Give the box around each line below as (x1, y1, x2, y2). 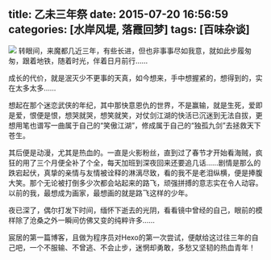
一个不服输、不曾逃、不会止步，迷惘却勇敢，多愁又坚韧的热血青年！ (29, 242, 256, 252)
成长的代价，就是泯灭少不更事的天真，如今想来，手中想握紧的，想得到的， (8, 73, 256, 82)
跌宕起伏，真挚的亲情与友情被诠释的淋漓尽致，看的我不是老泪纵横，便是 (8, 168, 248, 178)
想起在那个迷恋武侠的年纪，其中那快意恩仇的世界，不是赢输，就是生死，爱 (8, 100, 256, 110)
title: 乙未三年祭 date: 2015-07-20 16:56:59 (8, 7, 228, 22)
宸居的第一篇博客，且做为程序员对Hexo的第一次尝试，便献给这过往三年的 (8, 233, 252, 242)
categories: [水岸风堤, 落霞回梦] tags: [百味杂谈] (8, 23, 250, 36)
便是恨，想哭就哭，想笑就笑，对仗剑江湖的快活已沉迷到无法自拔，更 (35, 110, 263, 120)
